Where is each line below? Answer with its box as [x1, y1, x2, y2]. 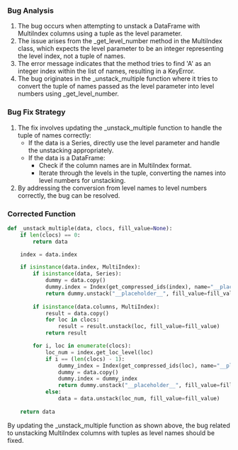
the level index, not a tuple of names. [17, 52, 126, 60]
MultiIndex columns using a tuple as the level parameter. [17, 29, 183, 38]
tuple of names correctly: [17, 130, 92, 140]
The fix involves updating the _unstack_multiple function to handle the [17, 123, 222, 132]
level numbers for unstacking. [38, 176, 126, 184]
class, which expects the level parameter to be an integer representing [17, 45, 224, 53]
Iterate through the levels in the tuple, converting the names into [38, 169, 227, 177]
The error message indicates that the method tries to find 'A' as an [17, 60, 211, 68]
